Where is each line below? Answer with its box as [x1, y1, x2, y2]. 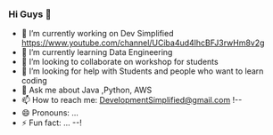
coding [21, 75, 48, 86]
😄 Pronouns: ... [21, 107, 79, 118]
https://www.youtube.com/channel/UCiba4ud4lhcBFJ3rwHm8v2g [21, 37, 265, 48]
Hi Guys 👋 [8, 8, 52, 20]
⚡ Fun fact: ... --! [21, 117, 82, 128]
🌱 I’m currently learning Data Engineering [21, 47, 173, 58]
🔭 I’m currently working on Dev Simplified [21, 28, 174, 39]
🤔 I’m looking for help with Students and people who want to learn [21, 66, 264, 76]
